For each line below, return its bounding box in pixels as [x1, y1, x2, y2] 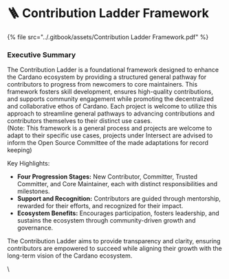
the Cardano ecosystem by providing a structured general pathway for [7, 73, 207, 81]
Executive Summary [7, 49, 76, 59]
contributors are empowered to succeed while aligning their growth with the [7, 245, 222, 253]
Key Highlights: [7, 159, 50, 168]
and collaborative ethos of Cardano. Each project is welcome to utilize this [7, 102, 217, 111]
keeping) [7, 146, 32, 155]
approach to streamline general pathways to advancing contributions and [7, 109, 215, 118]
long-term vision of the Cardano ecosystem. [7, 252, 133, 260]
